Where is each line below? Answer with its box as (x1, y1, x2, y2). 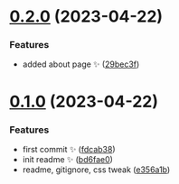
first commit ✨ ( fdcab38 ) (22, 143, 116, 154)
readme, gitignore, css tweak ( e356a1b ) (22, 164, 171, 175)
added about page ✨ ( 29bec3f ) (22, 59, 140, 69)
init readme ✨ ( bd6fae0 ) (22, 153, 113, 164)
